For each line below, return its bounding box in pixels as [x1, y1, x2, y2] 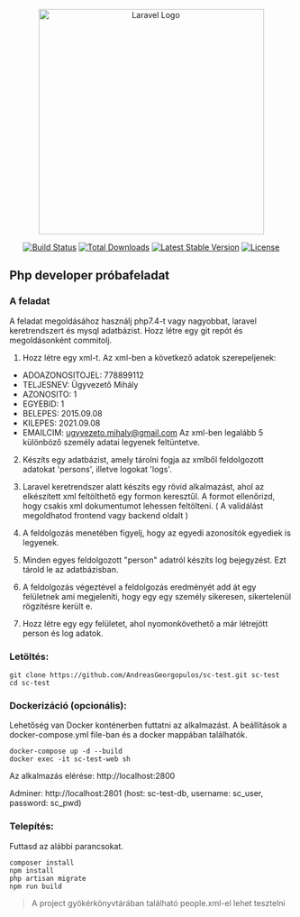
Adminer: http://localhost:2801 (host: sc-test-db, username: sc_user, [9, 788, 264, 799]
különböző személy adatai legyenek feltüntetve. [22, 436, 201, 447]
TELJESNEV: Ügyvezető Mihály [22, 379, 139, 390]
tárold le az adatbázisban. [22, 564, 119, 574]
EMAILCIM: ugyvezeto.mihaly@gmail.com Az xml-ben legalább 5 [22, 426, 264, 437]
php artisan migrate [9, 874, 87, 883]
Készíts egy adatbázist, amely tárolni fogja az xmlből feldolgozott [22, 454, 264, 464]
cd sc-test [9, 678, 50, 687]
